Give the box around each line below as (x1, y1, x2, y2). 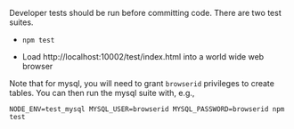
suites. (9, 17, 34, 28)
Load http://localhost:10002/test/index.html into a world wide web (21, 52, 265, 61)
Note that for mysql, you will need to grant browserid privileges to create (9, 78, 274, 88)
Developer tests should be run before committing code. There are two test (9, 8, 282, 18)
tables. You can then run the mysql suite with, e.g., (9, 88, 195, 98)
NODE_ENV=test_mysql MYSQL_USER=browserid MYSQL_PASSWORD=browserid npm (9, 105, 285, 114)
